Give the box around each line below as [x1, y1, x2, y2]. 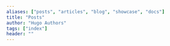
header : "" [6, 31, 34, 37]
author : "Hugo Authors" [6, 20, 67, 26]
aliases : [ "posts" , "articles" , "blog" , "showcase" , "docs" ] [6, 8, 165, 15]
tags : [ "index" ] [6, 25, 48, 32]
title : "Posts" [6, 14, 45, 20]
